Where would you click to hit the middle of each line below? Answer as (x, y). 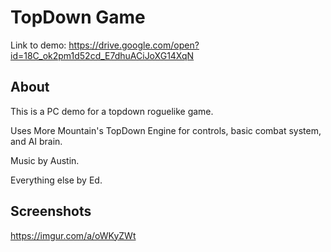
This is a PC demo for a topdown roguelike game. (112, 111)
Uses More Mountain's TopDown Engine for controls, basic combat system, (166, 130)
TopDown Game (78, 17)
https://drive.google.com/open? (134, 45)
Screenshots (51, 211)
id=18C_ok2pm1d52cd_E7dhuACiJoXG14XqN (102, 55)
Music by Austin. (45, 160)
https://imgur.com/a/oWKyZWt (73, 235)
